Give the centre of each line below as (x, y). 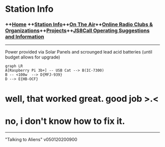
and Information (25, 37)
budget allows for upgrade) (33, 57)
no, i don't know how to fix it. (65, 121)
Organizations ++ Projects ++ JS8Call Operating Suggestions (77, 30)
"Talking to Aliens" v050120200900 (41, 139)
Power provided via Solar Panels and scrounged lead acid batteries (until (79, 52)
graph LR (14, 66)
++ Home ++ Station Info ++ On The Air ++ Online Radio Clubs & (79, 25)
